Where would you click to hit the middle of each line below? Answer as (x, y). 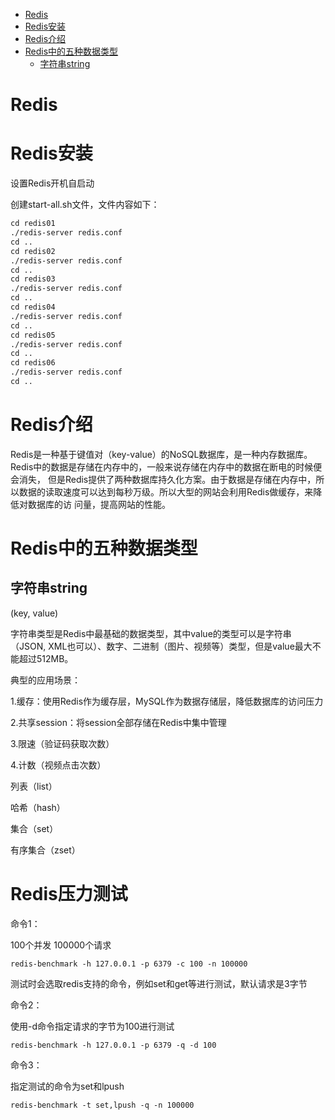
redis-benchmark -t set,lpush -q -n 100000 (102, 1105)
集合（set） (34, 828)
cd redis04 (33, 307)
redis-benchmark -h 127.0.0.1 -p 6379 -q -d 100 (113, 1045)
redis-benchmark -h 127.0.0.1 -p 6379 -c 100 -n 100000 (129, 964)
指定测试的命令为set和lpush (67, 1086)
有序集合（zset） (45, 850)
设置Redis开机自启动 (52, 183)
